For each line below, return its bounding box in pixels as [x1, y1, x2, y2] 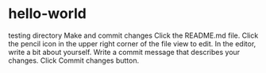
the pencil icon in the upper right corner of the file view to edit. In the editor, [8, 38, 256, 48]
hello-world [8, 5, 87, 23]
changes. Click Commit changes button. [8, 56, 140, 65]
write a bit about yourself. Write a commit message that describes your [8, 47, 241, 57]
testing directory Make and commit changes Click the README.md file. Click [8, 31, 259, 40]
